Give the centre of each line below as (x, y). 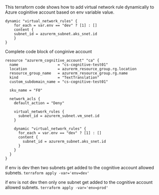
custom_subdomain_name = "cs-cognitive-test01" (59, 82)
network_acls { (25, 99)
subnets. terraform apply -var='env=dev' (47, 173)
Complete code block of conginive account (48, 51)
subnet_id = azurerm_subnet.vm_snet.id (58, 116)
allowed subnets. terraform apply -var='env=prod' (57, 187)
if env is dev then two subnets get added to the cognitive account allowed (79, 167)
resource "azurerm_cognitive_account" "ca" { (52, 60)
